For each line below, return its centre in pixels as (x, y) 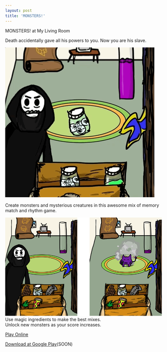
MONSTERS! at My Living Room (38, 30)
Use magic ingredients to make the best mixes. (53, 320)
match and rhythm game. (31, 210)
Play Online (17, 335)
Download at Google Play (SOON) (39, 344)
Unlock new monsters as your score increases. (53, 325)
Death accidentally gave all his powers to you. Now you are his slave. (76, 40)
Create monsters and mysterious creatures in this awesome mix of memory (82, 205)
